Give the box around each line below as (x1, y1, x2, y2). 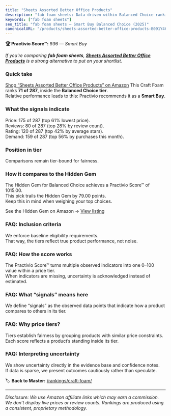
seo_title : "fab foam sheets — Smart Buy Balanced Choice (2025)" (5, 21, 149, 27)
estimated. (5, 278, 27, 284)
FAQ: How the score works (5, 251, 72, 258)
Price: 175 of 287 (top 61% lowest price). (5, 117, 90, 123)
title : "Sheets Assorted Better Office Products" (5, 7, 113, 13)
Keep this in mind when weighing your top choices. (5, 198, 112, 204)
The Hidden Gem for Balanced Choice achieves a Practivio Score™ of (5, 182, 150, 188)
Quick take (5, 71, 33, 78)
